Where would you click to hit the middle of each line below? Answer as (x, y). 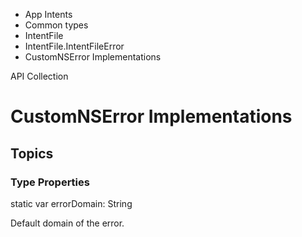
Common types (56, 25)
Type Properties (50, 182)
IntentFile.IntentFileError (74, 46)
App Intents (48, 14)
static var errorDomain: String (71, 203)
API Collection (39, 76)
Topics (32, 153)
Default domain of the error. (67, 223)
